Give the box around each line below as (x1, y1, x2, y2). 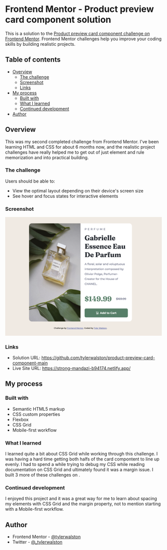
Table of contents (5, 56, 61, 64)
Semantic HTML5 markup (12, 406, 65, 412)
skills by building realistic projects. (5, 41, 76, 47)
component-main (12, 360, 48, 366)
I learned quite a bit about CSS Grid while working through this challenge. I (5, 451, 158, 457)
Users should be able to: (5, 178, 56, 184)
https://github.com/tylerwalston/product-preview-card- (41, 355, 155, 361)
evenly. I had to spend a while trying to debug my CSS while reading (5, 461, 145, 467)
